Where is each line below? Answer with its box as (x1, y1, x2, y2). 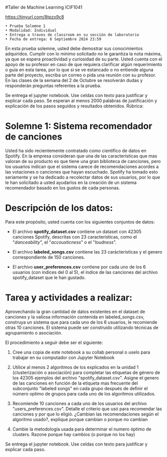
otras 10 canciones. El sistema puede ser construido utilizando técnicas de (5, 324, 159, 330)
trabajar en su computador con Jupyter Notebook (12, 354, 115, 360)
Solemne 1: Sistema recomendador (5, 120, 153, 132)
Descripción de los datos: (5, 202, 113, 214)
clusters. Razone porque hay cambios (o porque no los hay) (12, 431, 136, 437)
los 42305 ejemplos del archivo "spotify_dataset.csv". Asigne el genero (12, 374, 159, 380)
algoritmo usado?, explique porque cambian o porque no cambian (12, 416, 148, 422)
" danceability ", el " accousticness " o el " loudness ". (12, 239, 117, 245)
